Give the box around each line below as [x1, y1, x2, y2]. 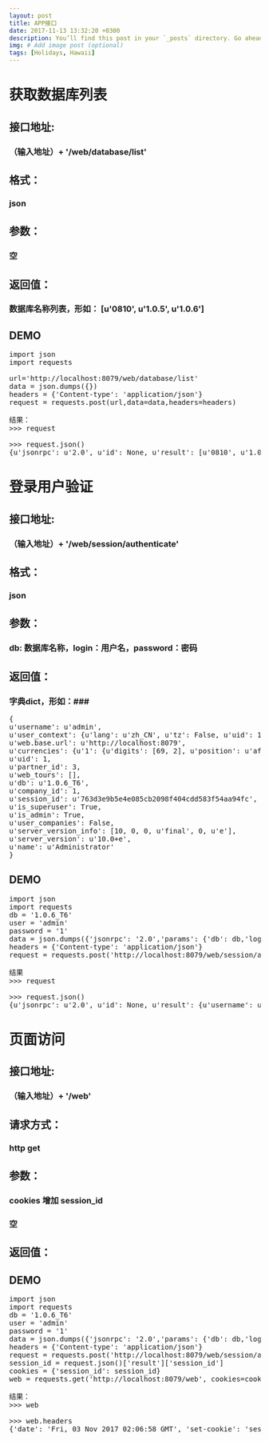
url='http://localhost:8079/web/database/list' [9, 374, 199, 383]
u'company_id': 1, [9, 787, 81, 796]
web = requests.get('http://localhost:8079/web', [9, 1375, 208, 1384]
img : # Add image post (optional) [9, 42, 125, 50]
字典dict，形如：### [9, 695, 90, 706]
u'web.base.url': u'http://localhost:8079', [9, 739, 187, 748]
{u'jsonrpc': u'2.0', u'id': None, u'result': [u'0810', [9, 448, 237, 457]
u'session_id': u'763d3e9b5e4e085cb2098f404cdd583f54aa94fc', [9, 795, 258, 804]
